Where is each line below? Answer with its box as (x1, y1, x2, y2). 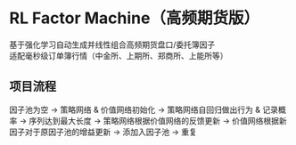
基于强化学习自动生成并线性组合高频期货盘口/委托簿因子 (9, 39, 216, 50)
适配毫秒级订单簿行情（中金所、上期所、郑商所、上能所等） (9, 50, 228, 60)
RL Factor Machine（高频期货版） (9, 8, 260, 28)
